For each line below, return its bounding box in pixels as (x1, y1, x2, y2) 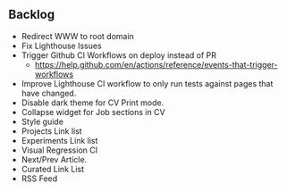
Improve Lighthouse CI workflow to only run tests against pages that (21, 78, 274, 88)
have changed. (21, 87, 77, 98)
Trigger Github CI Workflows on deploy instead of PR (21, 49, 216, 61)
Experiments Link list (21, 135, 98, 145)
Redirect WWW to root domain (21, 30, 135, 41)
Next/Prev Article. (21, 154, 88, 164)
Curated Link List (21, 163, 85, 174)
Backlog (8, 7, 55, 22)
